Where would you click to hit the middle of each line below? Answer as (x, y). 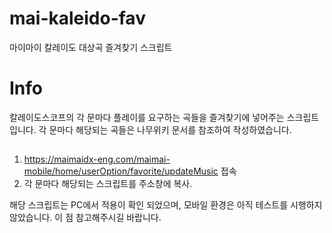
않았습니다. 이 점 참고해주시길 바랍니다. (85, 218)
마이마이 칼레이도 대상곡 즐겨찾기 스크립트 (91, 47)
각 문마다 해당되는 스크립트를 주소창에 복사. (108, 184)
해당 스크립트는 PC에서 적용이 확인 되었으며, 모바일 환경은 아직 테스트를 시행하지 (166, 205)
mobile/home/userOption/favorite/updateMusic (121, 171)
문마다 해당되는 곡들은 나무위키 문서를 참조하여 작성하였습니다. (170, 129)
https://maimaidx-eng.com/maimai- (97, 159)
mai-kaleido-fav (77, 18)
